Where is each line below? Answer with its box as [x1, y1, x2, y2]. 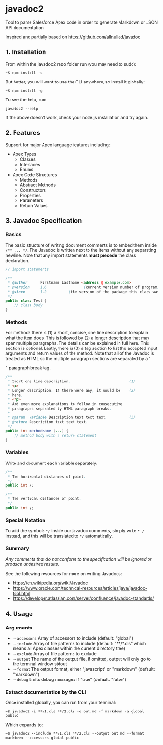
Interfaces [19, 161, 41, 167]
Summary [5, 545, 30, 552]
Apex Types [12, 151, 37, 157]
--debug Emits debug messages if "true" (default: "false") [12, 677, 127, 682]
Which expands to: [5, 722, 43, 728]
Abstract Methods [19, 182, 56, 188]
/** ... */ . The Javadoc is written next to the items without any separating [5, 248, 157, 253]
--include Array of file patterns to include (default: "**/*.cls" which [12, 641, 146, 646]
